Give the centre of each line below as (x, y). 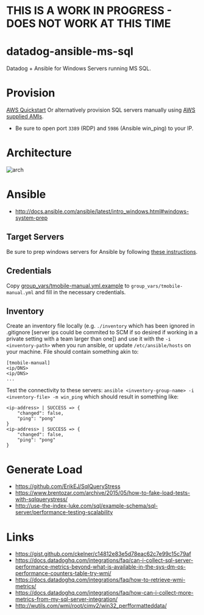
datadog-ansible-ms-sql (70, 52)
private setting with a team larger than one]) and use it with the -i (89, 339)
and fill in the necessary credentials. (80, 292)
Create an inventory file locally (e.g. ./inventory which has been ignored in (100, 326)
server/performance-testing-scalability (64, 512)
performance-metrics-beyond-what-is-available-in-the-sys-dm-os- (100, 567)
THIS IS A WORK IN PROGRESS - (89, 11)
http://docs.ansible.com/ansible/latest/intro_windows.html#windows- (102, 211)
